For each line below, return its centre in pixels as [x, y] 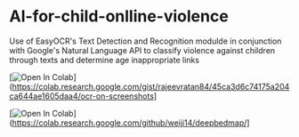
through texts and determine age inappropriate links [105, 60]
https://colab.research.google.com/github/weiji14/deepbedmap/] [131, 123]
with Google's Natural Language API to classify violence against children [142, 50]
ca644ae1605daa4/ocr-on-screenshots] [83, 96]
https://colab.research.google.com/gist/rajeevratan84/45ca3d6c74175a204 [151, 86]
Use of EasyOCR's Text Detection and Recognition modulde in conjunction [145, 41]
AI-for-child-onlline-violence [119, 16]
